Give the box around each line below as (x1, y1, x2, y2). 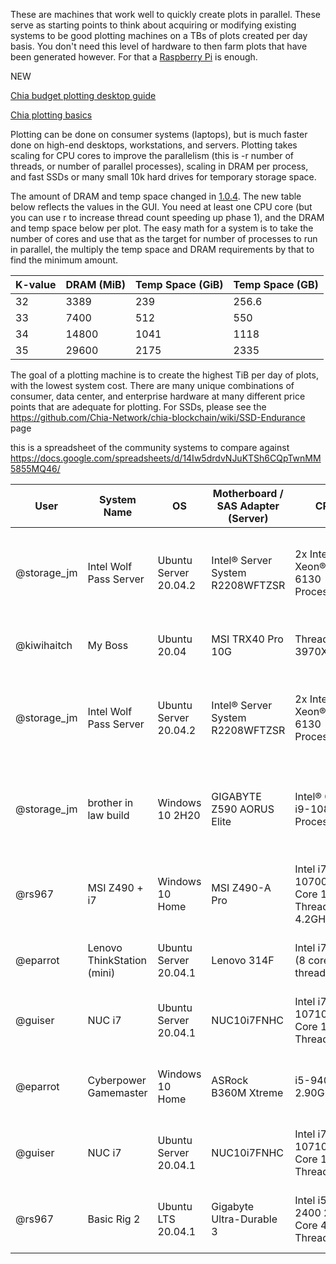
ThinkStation (87, 954, 148, 967)
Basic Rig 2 (87, 1212, 141, 1226)
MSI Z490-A (211, 881, 272, 894)
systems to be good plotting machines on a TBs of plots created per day (10, 30, 308, 41)
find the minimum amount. (10, 254, 119, 266)
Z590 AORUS (211, 802, 275, 816)
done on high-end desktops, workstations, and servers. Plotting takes (10, 139, 298, 151)
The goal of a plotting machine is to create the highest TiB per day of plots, (10, 369, 319, 381)
